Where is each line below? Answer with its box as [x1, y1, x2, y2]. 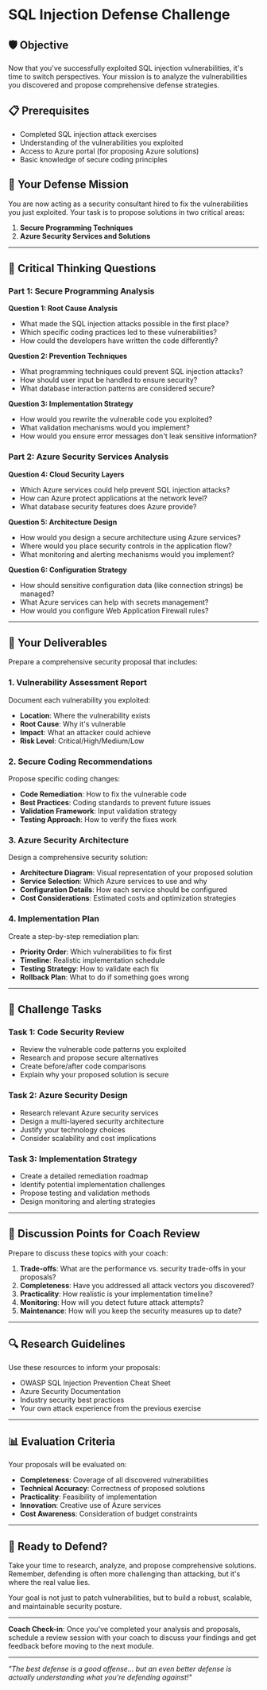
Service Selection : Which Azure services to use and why [19, 877, 208, 886]
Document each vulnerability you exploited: [8, 695, 151, 705]
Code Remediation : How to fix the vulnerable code [19, 789, 187, 799]
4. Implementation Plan [8, 913, 100, 925]
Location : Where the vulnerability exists [19, 711, 151, 720]
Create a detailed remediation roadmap [19, 1171, 149, 1181]
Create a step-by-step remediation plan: [8, 931, 140, 940]
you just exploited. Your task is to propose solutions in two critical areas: [8, 207, 245, 216]
